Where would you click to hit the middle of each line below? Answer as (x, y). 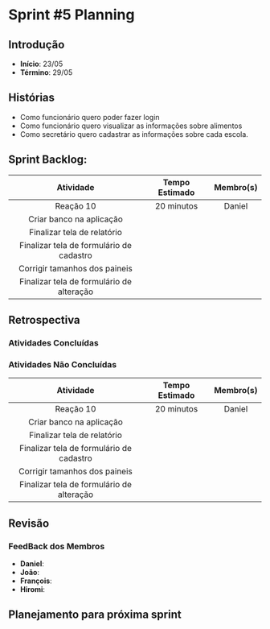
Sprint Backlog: (48, 160)
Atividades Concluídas (53, 342)
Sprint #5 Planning (72, 15)
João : (30, 572)
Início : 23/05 (41, 64)
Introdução (37, 45)
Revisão (29, 523)
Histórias (31, 98)
